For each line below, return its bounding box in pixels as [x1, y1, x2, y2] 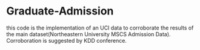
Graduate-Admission [6, 4, 114, 18]
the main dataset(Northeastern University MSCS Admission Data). [6, 30, 171, 37]
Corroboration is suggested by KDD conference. [6, 37, 127, 44]
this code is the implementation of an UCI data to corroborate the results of [6, 24, 194, 31]
